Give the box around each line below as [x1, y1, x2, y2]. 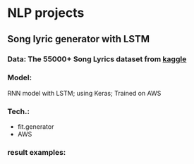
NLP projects [7, 5, 85, 21]
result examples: [7, 148, 66, 158]
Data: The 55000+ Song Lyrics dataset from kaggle [7, 54, 187, 64]
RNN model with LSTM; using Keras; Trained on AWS [7, 89, 162, 97]
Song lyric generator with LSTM [7, 33, 150, 45]
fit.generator [17, 122, 54, 131]
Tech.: [7, 106, 30, 116]
